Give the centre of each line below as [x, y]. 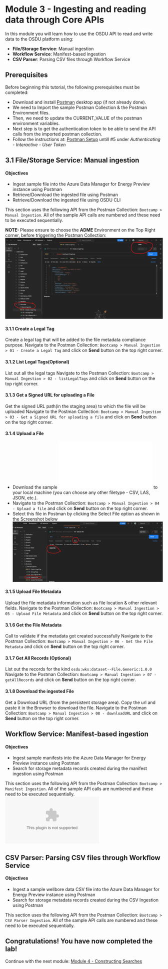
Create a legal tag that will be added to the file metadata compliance [75, 340]
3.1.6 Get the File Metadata [33, 625]
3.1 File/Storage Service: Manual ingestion [72, 160]
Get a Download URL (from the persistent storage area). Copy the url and [80, 702]
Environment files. [31, 112]
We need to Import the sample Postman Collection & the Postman [80, 107]
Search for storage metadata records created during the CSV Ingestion [85, 900]
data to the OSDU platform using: [39, 39]
